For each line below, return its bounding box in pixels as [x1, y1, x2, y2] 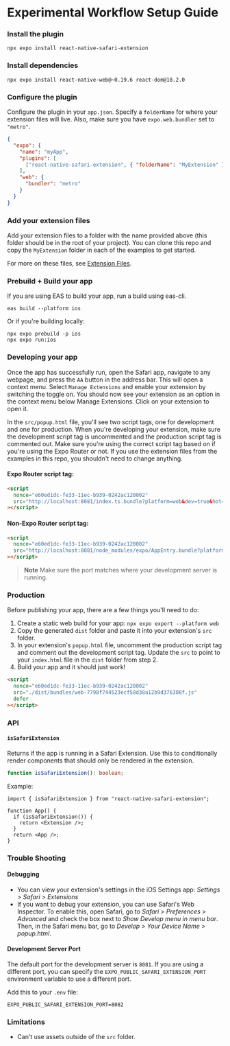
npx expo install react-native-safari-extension [7, 45, 149, 52]
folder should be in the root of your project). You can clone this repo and [7, 239, 212, 246]
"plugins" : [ [19, 154, 57, 162]
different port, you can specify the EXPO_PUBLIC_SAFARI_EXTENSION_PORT [7, 968, 207, 975]
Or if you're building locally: [7, 317, 85, 325]
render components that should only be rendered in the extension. [7, 756, 194, 765]
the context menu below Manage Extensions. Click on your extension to [7, 397, 209, 406]
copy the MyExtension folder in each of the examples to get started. [7, 246, 196, 254]
